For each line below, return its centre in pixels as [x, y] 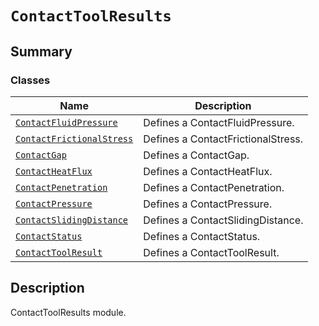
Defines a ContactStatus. [202, 236]
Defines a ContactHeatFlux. [208, 171]
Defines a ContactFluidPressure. [219, 122]
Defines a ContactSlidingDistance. [223, 220]
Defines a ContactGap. [196, 155]
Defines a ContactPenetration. [214, 187]
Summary [41, 51]
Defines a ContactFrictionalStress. [223, 139]
